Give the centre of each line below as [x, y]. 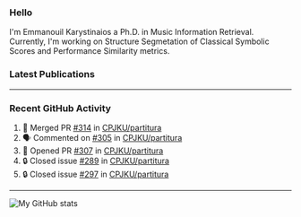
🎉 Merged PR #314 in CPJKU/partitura [92, 127]
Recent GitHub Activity [60, 108]
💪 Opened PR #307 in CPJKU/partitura [93, 151]
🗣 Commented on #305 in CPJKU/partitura [102, 137]
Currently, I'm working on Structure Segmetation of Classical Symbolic [140, 41]
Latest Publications [52, 74]
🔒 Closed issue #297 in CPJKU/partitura [95, 174]
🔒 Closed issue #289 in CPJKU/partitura [96, 161]
